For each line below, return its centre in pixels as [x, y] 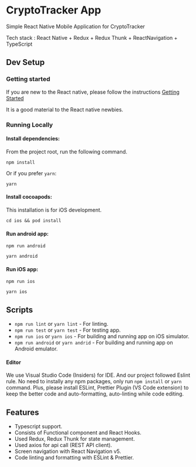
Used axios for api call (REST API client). [63, 445]
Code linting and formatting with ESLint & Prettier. [74, 458]
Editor [14, 362]
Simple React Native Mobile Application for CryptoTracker [75, 26]
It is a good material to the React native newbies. [65, 110]
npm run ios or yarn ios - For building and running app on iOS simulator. [102, 336]
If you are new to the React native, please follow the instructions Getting [93, 92]
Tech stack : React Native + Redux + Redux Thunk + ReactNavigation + [92, 38]
